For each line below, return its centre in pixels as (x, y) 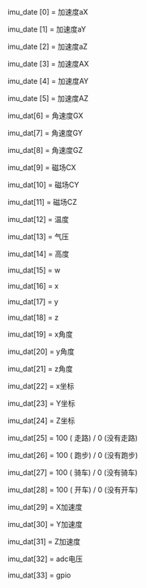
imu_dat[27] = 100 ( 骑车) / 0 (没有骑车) (73, 473)
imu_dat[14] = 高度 (39, 254)
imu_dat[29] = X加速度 (45, 507)
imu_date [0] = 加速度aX (48, 12)
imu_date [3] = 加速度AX (49, 64)
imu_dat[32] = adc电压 (45, 559)
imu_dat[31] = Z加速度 (44, 542)
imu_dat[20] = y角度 (41, 351)
